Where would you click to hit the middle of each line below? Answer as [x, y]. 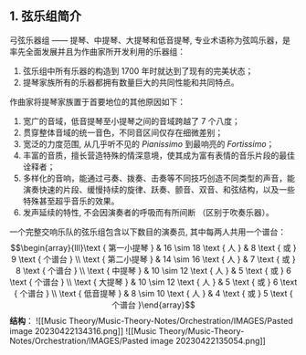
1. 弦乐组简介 [46, 16]
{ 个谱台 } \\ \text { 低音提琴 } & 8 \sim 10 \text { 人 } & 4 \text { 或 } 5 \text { [153, 293]
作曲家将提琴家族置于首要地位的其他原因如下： [97, 101]
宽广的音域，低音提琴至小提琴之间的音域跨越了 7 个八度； [131, 120]
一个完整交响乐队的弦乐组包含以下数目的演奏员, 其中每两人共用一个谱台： [148, 232]
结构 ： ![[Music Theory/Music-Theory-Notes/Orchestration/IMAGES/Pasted [152, 320]
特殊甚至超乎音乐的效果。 [71, 201]
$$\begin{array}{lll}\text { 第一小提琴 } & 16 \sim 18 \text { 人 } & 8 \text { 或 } [153, 247]
